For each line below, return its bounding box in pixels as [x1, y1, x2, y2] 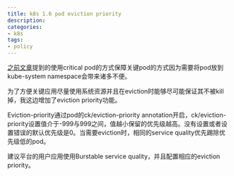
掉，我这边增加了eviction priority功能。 [7, 96, 122, 104]
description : [7, 17, 46, 24]
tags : [7, 37, 23, 44]
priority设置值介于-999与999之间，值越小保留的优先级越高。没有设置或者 [7, 120, 221, 127]
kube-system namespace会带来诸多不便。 [7, 72, 131, 80]
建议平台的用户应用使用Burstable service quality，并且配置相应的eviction [7, 152, 221, 161]
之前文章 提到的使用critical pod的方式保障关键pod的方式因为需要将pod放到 [7, 63, 224, 71]
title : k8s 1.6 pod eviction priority [7, 10, 122, 18]
